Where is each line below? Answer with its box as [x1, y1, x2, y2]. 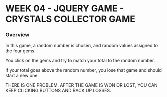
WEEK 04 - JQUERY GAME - [5, 3, 124, 14]
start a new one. [5, 73, 39, 79]
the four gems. [5, 48, 36, 54]
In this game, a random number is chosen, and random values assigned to [5, 43, 158, 49]
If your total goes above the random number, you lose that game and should [5, 67, 162, 73]
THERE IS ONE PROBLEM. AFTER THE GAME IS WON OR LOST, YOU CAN [5, 82, 158, 88]
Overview [5, 31, 30, 38]
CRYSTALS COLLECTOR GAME [5, 13, 135, 25]
